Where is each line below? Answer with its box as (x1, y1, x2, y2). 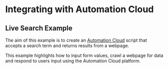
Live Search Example (5, 24, 73, 32)
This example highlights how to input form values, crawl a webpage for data (5, 52, 163, 58)
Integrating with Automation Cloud (5, 4, 154, 15)
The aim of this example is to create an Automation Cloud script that (5, 37, 147, 43)
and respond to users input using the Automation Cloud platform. (5, 58, 141, 64)
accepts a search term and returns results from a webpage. (5, 43, 130, 49)
